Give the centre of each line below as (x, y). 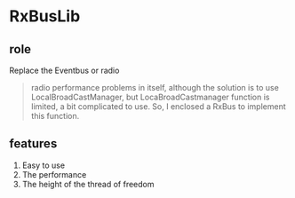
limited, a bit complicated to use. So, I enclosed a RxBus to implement (158, 107)
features (33, 144)
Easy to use (43, 165)
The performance (54, 174)
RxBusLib (45, 16)
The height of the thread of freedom (88, 184)
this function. (55, 116)
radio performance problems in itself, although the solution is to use (155, 87)
